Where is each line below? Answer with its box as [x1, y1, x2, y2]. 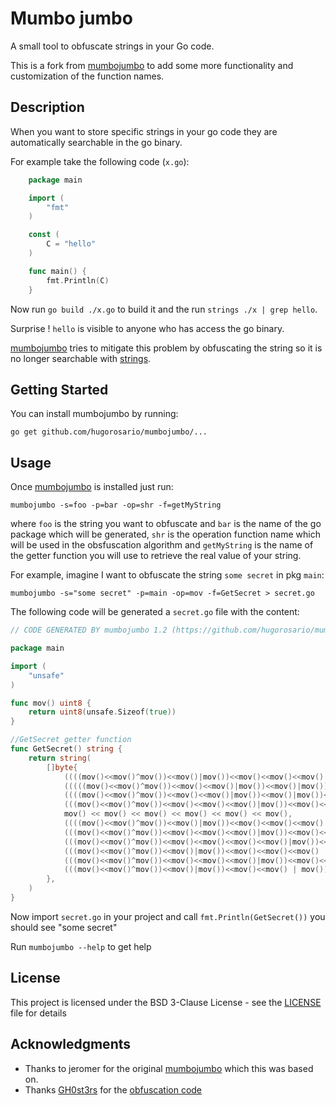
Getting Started [10, 381, 109, 398]
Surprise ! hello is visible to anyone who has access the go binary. [10, 322, 285, 334]
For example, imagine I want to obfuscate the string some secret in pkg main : [10, 569, 325, 581]
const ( [28, 230, 60, 240]
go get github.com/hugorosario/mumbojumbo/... [10, 427, 208, 437]
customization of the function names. [10, 70, 165, 82]
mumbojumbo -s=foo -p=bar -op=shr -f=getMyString [10, 500, 222, 511]
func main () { [28, 266, 87, 276]
